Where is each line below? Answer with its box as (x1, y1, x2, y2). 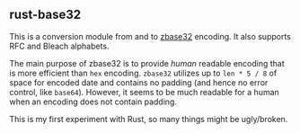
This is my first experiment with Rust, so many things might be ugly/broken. (9, 113, 288, 124)
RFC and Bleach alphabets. (9, 40, 110, 51)
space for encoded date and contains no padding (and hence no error (9, 76, 269, 88)
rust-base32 (9, 7, 82, 22)
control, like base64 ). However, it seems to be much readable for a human (9, 86, 280, 97)
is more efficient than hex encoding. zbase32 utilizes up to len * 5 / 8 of (9, 67, 278, 78)
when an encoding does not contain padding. (9, 96, 178, 107)
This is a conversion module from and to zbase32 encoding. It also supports (9, 31, 292, 41)
